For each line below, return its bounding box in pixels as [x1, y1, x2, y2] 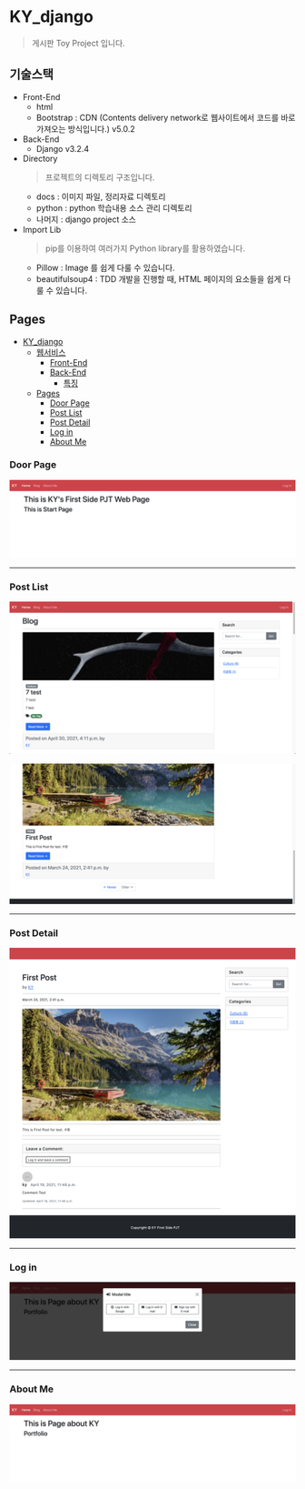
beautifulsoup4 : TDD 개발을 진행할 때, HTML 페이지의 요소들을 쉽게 [35, 273, 281, 284]
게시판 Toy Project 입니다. [31, 37, 125, 48]
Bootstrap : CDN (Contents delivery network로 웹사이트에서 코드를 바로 [35, 112, 296, 123]
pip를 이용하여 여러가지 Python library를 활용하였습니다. [44, 243, 246, 254]
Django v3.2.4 [35, 143, 89, 154]
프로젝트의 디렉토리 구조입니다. [44, 171, 155, 183]
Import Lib [22, 224, 62, 235]
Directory [22, 153, 58, 164]
